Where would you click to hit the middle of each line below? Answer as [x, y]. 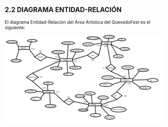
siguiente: [15, 27]
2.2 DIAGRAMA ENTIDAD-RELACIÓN [63, 10]
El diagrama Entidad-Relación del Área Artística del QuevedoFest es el [78, 22]
